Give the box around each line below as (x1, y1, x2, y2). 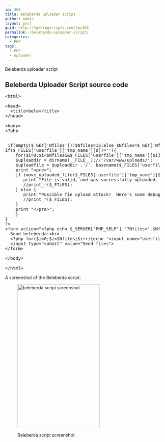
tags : (5, 44, 16, 49)
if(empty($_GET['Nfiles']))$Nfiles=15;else (7, 143, 114, 148)
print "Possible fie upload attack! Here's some (23, 192, 145, 197)
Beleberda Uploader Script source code (5, 81, 129, 89)
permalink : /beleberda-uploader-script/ (5, 30, 89, 35)
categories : (5, 35, 29, 40)
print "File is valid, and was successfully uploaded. (23, 177, 158, 183)
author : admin (5, 16, 34, 21)
